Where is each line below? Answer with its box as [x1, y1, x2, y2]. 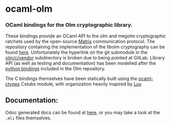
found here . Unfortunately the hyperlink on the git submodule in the [5, 49, 147, 55]
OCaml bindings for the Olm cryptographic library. [5, 22, 133, 29]
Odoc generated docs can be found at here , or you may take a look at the [5, 110, 160, 116]
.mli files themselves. [5, 115, 52, 121]
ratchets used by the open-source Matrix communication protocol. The [5, 38, 155, 45]
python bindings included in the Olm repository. [5, 66, 106, 72]
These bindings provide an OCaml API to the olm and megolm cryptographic [5, 33, 166, 39]
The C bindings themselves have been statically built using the [5, 75, 137, 82]
